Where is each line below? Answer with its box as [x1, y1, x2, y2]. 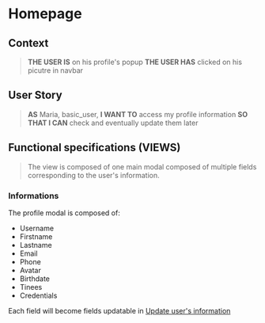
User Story [8, 89, 62, 102]
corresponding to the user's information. [27, 170, 160, 180]
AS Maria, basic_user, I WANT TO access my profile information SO [27, 109, 248, 119]
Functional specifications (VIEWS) [8, 141, 181, 154]
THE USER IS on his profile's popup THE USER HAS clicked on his [27, 57, 243, 66]
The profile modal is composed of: [8, 207, 120, 218]
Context [8, 36, 49, 50]
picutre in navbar [27, 66, 84, 75]
